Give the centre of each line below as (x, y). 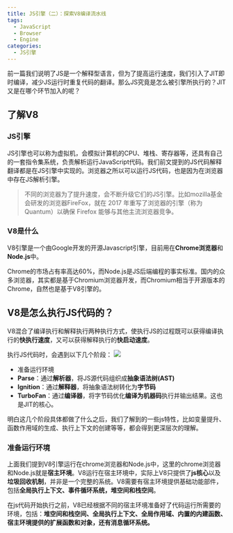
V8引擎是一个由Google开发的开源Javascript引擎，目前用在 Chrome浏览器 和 (115, 248)
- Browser (27, 33)
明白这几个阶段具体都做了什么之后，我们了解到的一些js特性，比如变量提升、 (116, 419)
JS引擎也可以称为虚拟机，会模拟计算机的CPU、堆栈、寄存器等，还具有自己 (115, 153)
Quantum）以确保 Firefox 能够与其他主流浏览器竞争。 (101, 211)
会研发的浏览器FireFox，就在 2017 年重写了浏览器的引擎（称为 (113, 202)
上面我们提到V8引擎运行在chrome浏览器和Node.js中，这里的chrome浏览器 (114, 464)
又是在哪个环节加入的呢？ (44, 91)
